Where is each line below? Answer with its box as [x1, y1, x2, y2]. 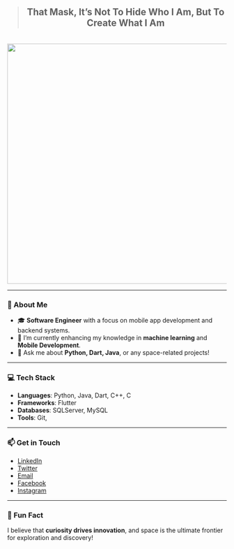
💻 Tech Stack [7, 373, 56, 383]
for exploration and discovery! [7, 534, 94, 541]
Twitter [17, 464, 38, 472]
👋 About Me [7, 300, 48, 309]
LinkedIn [17, 456, 42, 464]
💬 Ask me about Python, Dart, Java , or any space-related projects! [17, 349, 210, 357]
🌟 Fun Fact [7, 510, 44, 520]
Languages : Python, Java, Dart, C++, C [17, 391, 131, 400]
